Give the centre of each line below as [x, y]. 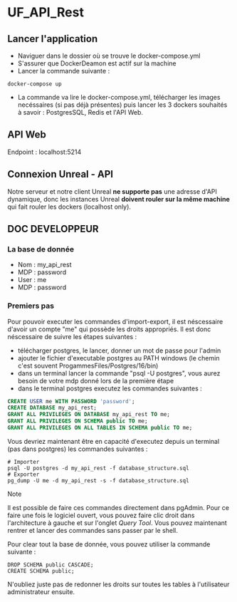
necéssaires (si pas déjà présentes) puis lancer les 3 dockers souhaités [122, 105]
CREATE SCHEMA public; [41, 571]
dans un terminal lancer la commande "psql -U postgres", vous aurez [119, 373]
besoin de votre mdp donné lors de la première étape [96, 380]
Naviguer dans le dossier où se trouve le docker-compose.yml [109, 56]
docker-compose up [35, 84]
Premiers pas [31, 306]
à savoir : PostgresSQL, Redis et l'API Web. [80, 112]
